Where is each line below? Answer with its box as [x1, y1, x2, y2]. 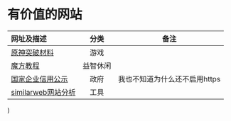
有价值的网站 [7, 6, 83, 23]
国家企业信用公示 [11, 74, 69, 83]
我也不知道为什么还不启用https [118, 74, 221, 83]
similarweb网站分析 [11, 87, 76, 97]
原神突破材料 [11, 47, 55, 57]
